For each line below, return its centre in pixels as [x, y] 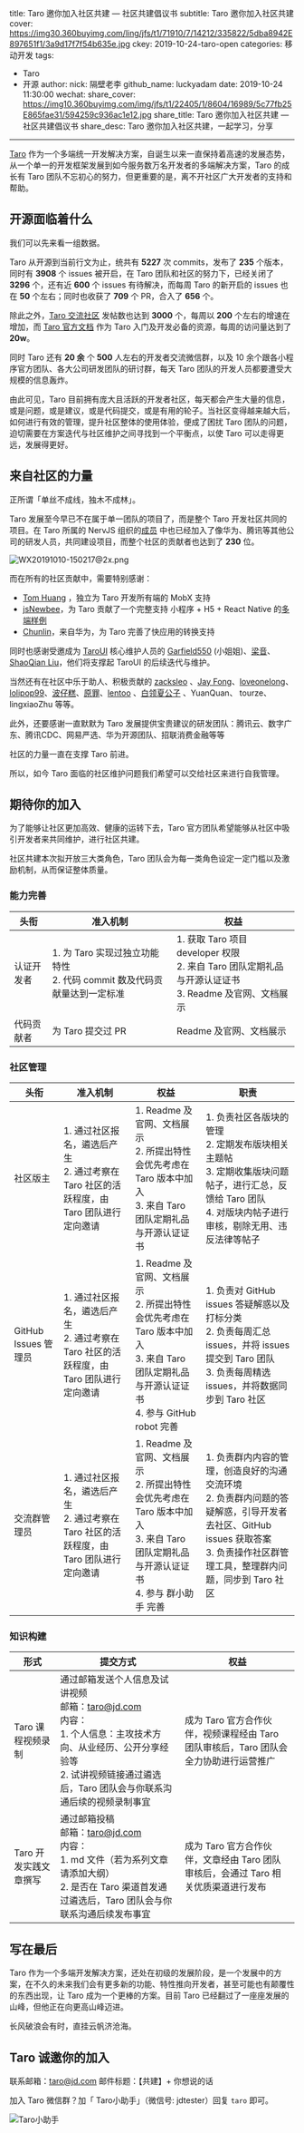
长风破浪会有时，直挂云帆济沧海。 [73, 2026]
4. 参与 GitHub [166, 1413]
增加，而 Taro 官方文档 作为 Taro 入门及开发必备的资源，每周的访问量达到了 [151, 326]
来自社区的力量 [51, 476]
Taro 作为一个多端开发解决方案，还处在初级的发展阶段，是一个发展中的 [142, 1973]
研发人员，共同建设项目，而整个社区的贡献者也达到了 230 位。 [142, 541]
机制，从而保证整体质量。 [65, 870]
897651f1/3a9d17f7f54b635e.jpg [70, 44]
